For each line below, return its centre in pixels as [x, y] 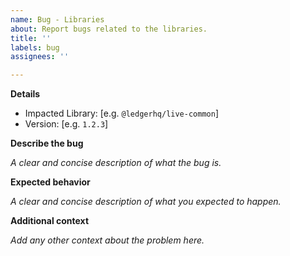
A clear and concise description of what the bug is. [116, 163]
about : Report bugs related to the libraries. [109, 29]
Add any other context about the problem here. [107, 240]
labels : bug [35, 47]
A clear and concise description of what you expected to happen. [146, 202]
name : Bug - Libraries [57, 19]
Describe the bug [47, 143]
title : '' [31, 38]
